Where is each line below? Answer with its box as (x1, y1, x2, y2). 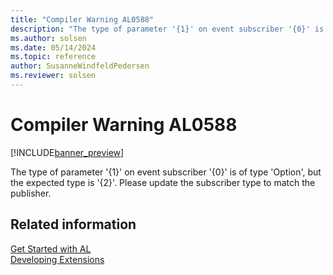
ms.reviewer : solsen (10, 71, 97, 81)
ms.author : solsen (10, 33, 87, 43)
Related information (10, 216, 137, 233)
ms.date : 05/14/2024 (10, 42, 97, 53)
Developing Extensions (10, 253, 105, 265)
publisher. (10, 187, 52, 199)
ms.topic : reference (10, 52, 97, 62)
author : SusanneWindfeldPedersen (10, 61, 150, 71)
